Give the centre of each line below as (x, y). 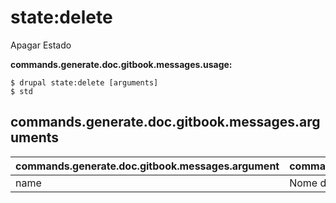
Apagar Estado (41, 45)
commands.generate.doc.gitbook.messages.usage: (121, 64)
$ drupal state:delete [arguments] (84, 82)
